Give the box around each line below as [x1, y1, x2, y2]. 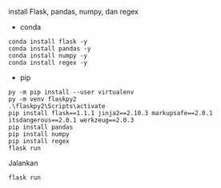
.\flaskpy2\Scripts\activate [8, 102, 106, 110]
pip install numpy [8, 130, 70, 138]
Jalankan [8, 158, 38, 167]
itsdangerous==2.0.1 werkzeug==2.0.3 [8, 116, 135, 124]
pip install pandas [8, 123, 74, 131]
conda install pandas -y [8, 45, 91, 53]
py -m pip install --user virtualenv [8, 88, 135, 96]
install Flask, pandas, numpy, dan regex [8, 7, 139, 16]
